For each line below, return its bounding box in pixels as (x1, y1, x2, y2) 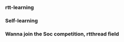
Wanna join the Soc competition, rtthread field (5, 30, 120, 37)
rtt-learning (5, 4, 34, 11)
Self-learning (5, 17, 38, 24)
